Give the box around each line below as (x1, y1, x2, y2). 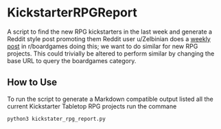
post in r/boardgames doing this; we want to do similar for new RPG (7, 42, 198, 50)
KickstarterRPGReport (7, 5, 137, 21)
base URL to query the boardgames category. (7, 56, 137, 64)
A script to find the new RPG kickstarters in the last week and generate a (7, 27, 213, 36)
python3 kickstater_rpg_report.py (7, 115, 106, 122)
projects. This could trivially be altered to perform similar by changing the (7, 49, 215, 58)
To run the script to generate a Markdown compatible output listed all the (7, 95, 214, 103)
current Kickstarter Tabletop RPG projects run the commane (7, 102, 177, 110)
